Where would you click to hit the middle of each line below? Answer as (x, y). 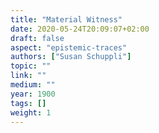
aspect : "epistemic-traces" (69, 47)
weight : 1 (31, 112)
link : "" (28, 76)
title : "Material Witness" (66, 19)
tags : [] (28, 103)
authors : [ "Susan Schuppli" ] (71, 57)
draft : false (37, 38)
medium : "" (33, 85)
